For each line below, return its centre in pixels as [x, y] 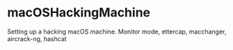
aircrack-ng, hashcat [37, 38]
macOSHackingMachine [79, 13]
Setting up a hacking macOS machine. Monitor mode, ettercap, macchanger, [117, 32]
